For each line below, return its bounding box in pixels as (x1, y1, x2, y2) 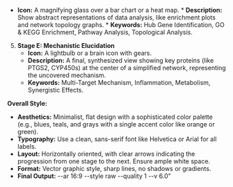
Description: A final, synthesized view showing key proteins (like (27, 56, 214, 65)
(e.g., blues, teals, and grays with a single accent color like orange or (17, 120, 216, 128)
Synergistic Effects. (27, 86, 84, 94)
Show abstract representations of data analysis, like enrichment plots (17, 13, 216, 22)
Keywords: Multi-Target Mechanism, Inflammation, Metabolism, (27, 79, 211, 86)
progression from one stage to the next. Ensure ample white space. (17, 157, 211, 165)
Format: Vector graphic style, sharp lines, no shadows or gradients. (17, 165, 211, 172)
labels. (17, 143, 37, 150)
